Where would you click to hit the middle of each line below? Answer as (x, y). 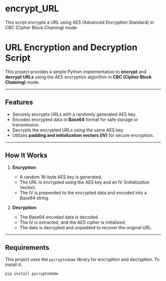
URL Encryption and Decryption (71, 48)
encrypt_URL (32, 9)
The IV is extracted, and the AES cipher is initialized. (73, 222)
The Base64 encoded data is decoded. (59, 217)
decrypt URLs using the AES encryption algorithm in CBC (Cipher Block (79, 77)
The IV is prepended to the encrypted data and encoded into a (83, 193)
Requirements (27, 247)
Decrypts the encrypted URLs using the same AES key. (68, 130)
